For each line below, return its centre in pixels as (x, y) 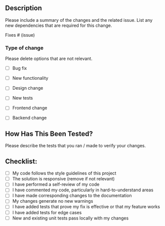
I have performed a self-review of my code (56, 184)
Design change (28, 88)
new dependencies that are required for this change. (59, 25)
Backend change (29, 118)
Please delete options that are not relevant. (49, 58)
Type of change (24, 48)
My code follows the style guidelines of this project (64, 173)
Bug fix (20, 68)
